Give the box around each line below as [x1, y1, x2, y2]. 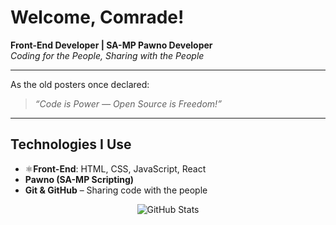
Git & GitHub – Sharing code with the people [24, 184, 208, 196]
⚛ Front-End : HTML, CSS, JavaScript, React [24, 162, 207, 175]
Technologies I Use [10, 136, 132, 153]
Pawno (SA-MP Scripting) [24, 173, 135, 185]
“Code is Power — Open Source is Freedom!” [34, 97, 222, 110]
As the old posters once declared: [10, 78, 150, 90]
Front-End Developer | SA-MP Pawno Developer [10, 39, 213, 51]
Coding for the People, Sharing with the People [10, 49, 205, 61]
